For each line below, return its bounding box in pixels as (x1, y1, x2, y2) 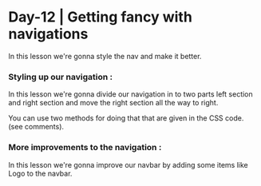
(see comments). (8, 122, 65, 132)
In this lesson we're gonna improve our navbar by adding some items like (8, 160, 249, 169)
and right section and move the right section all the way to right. (8, 98, 219, 108)
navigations (8, 25, 89, 43)
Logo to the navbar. (8, 168, 73, 178)
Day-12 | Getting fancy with (8, 8, 193, 26)
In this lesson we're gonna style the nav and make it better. (8, 51, 202, 61)
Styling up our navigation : (8, 71, 113, 82)
